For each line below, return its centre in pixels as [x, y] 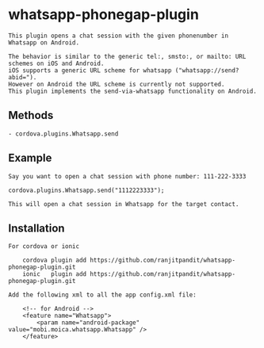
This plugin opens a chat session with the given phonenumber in [118, 36]
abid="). [23, 77]
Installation [36, 228]
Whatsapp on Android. [44, 42]
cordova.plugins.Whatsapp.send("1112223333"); [86, 190]
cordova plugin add [55, 260]
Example [30, 158]
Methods [31, 115]
